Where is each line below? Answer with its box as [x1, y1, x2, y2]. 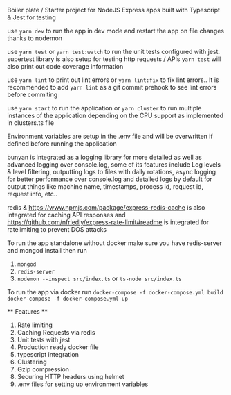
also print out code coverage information [7, 62, 124, 70]
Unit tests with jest [17, 336, 71, 344]
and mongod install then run [7, 246, 88, 254]
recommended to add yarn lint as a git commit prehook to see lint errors [7, 83, 217, 91]
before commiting [7, 90, 58, 99]
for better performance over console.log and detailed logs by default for [7, 175, 212, 183]
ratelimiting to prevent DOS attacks [7, 226, 107, 233]
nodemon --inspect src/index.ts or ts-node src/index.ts [17, 274, 182, 283]
